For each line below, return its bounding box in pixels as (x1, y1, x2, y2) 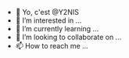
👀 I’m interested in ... (15, 16, 82, 25)
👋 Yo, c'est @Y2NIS (15, 8, 80, 16)
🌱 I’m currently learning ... (15, 24, 99, 33)
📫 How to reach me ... (15, 42, 88, 50)
